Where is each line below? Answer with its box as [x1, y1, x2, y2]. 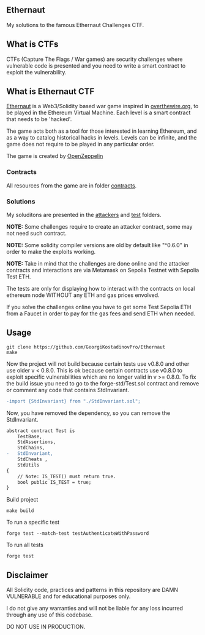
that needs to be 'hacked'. [6, 116, 72, 123]
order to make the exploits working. [6, 248, 96, 256]
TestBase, [17, 433, 43, 440]
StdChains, [17, 445, 45, 451]
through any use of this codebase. [6, 611, 93, 618]
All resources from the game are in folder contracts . [6, 181, 137, 189]
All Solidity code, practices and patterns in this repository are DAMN [6, 586, 179, 594]
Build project [6, 496, 39, 503]
